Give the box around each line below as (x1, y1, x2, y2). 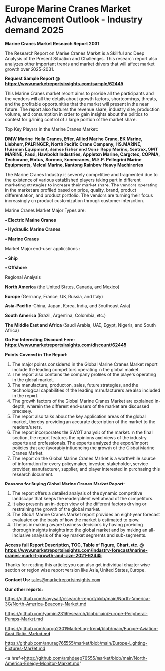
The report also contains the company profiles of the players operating (12, 372, 156, 377)
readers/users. (12, 424, 42, 430)
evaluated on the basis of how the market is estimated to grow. (12, 517, 140, 522)
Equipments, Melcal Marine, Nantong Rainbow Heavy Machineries (5, 162, 144, 168)
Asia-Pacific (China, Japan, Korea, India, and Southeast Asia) (5, 302, 131, 309)
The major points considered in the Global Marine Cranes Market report (12, 361, 158, 367)
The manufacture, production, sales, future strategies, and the (12, 382, 139, 388)
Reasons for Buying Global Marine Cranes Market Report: (5, 481, 125, 486)
